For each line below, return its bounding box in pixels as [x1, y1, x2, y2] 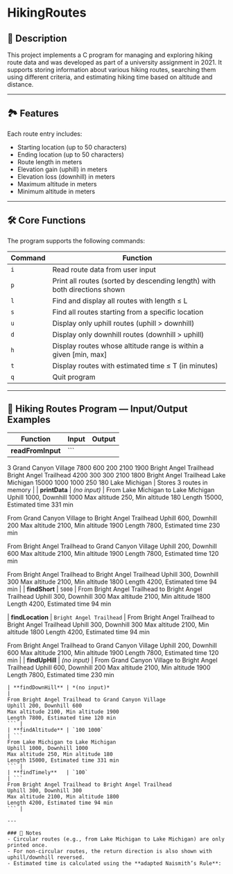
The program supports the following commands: [7, 236, 146, 245]
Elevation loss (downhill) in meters [17, 172, 116, 181]
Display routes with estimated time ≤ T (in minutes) [52, 360, 218, 370]
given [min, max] [52, 349, 107, 359]
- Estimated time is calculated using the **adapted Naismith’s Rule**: [7, 860, 222, 867]
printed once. [7, 842, 49, 849]
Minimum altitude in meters [17, 187, 96, 195]
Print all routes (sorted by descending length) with [52, 276, 216, 286]
